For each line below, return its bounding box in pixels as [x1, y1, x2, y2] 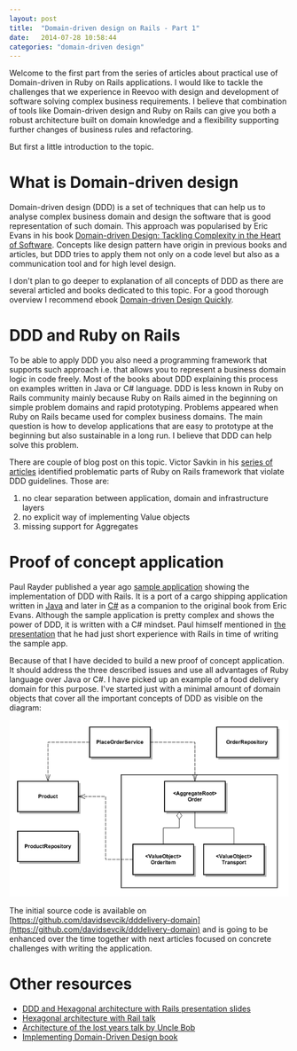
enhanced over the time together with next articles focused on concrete [9, 933, 272, 944]
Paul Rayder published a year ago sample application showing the [9, 582, 250, 592]
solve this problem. [9, 440, 79, 451]
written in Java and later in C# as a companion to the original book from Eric [9, 600, 287, 611]
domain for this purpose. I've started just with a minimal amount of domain [9, 684, 281, 694]
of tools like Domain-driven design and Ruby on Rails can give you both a [9, 106, 277, 116]
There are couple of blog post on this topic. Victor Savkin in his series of [9, 457, 273, 467]
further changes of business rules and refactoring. [9, 124, 193, 135]
